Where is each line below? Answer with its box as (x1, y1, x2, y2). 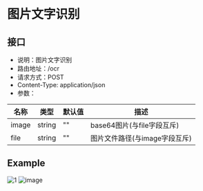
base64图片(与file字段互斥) (90, 120, 180, 130)
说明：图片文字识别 (17, 56, 72, 64)
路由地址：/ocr (17, 64, 60, 73)
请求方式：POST (17, 73, 64, 81)
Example (7, 157, 46, 170)
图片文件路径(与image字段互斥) (90, 134, 192, 143)
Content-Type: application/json (17, 81, 106, 89)
